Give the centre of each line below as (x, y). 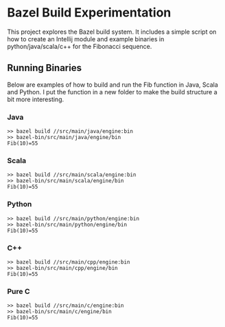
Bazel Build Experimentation (89, 13)
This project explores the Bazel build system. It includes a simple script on (112, 32)
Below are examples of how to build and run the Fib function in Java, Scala (113, 85)
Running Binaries (45, 68)
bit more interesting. (35, 99)
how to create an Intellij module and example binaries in (86, 39)
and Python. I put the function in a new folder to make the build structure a (112, 92)
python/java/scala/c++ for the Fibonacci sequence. (80, 46)
